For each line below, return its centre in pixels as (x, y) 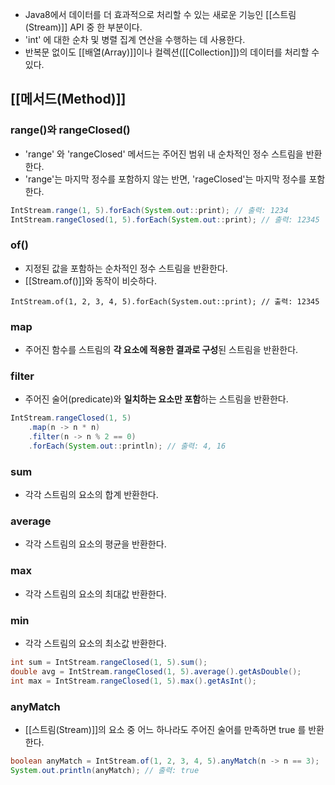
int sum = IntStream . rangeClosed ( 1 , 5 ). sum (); (109, 663)
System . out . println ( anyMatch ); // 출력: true (105, 770)
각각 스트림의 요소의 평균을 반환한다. (95, 544)
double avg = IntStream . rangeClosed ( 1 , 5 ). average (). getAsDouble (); (156, 671)
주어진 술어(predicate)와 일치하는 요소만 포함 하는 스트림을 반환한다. (156, 399)
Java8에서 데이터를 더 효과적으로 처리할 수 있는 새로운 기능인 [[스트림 (160, 14)
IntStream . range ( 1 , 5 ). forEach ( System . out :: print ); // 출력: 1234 (149, 210)
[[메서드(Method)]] (68, 99)
